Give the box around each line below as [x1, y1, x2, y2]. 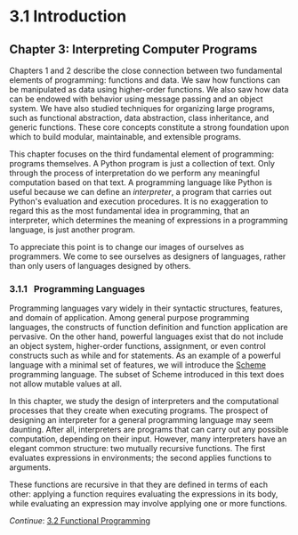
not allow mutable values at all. [9, 378, 123, 389]
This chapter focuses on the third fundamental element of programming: [9, 149, 274, 159]
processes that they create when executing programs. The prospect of [9, 405, 269, 416]
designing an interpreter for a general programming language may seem [9, 415, 274, 426]
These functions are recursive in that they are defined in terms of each [9, 479, 269, 490]
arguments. [9, 462, 52, 473]
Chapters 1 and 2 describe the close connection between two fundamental [9, 65, 283, 76]
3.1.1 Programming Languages [9, 282, 145, 295]
